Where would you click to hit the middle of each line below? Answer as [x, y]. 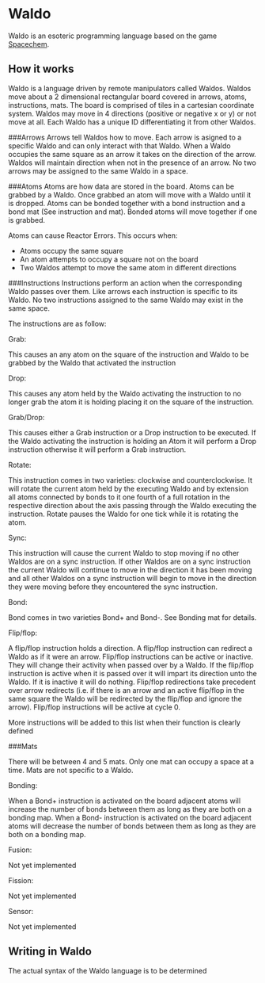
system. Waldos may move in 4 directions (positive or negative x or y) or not [132, 113]
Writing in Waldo [50, 952]
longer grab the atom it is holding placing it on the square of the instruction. [131, 402]
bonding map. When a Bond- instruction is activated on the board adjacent [130, 817]
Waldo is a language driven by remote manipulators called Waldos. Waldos [130, 88]
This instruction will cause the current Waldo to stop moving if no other [124, 553]
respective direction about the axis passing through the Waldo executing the [132, 505]
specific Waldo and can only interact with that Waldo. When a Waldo [119, 145]
